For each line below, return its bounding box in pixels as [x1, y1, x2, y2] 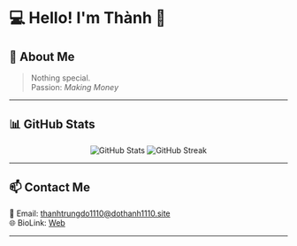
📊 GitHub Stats [9, 117, 95, 132]
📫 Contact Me [9, 180, 91, 196]
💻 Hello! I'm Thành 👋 [9, 8, 166, 28]
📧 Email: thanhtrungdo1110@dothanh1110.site [9, 208, 171, 219]
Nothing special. [30, 73, 91, 83]
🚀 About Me [9, 49, 75, 64]
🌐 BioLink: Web [9, 217, 66, 227]
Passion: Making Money [30, 82, 119, 92]
